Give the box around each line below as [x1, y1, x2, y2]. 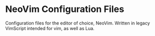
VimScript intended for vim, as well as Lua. [5, 25, 95, 31]
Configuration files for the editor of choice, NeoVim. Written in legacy [5, 20, 150, 26]
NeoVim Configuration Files [5, 3, 125, 15]
